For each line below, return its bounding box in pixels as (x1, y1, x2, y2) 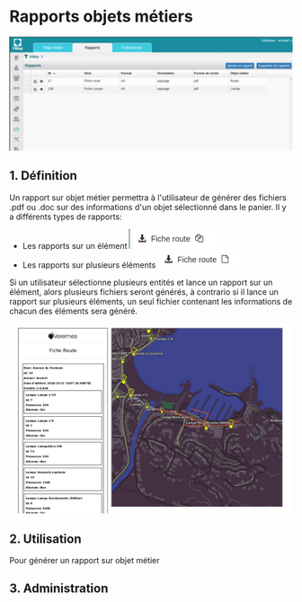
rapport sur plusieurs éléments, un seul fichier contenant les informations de (9, 296, 293, 306)
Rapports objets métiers (9, 6, 193, 27)
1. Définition (9, 168, 78, 183)
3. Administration (9, 581, 109, 597)
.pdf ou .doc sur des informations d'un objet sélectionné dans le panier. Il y (9, 201, 287, 212)
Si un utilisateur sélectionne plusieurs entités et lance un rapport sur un (9, 277, 273, 288)
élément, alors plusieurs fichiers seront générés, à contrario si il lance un (9, 286, 279, 297)
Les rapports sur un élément (22, 240, 128, 251)
